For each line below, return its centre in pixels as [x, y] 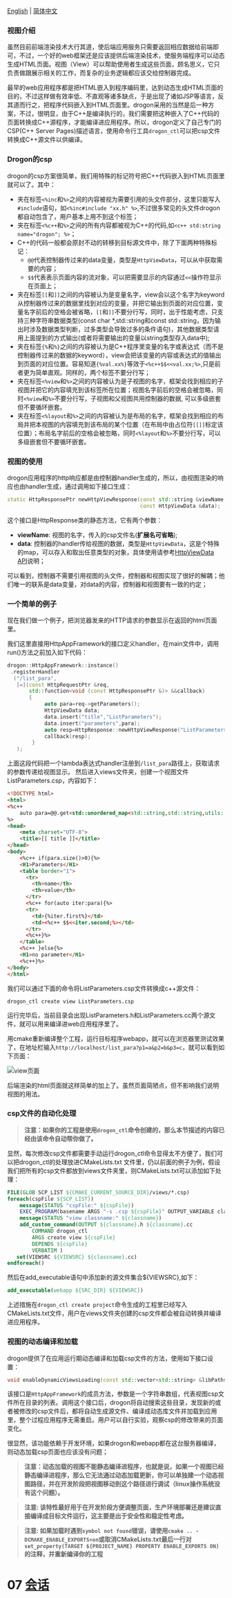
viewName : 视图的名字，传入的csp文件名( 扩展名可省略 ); [97, 535]
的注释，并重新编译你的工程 [64, 1554]
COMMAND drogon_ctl [60, 1231]
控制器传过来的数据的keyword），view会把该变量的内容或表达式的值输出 [119, 355]
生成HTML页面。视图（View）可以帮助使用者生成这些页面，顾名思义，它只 [114, 64]
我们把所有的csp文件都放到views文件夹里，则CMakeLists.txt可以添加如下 [111, 1170]
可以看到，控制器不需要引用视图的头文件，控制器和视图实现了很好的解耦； [113, 575]
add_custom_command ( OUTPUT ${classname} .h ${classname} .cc [106, 1225]
